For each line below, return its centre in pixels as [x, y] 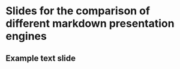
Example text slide [41, 58]
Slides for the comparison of [78, 11]
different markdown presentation [90, 23]
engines [26, 36]
